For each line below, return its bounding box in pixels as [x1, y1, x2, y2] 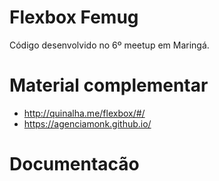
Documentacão [9, 153, 140, 176]
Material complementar [9, 74, 209, 97]
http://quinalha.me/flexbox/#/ [23, 107, 146, 119]
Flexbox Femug [9, 6, 139, 29]
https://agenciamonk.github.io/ [23, 117, 152, 130]
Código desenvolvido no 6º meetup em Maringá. [9, 39, 210, 51]
